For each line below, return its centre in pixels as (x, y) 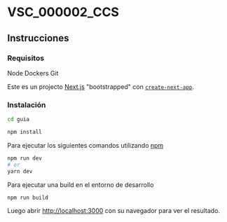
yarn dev (20, 171)
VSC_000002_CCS (63, 12)
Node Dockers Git (33, 73)
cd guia (19, 120)
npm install (25, 132)
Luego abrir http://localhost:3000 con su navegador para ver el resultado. (114, 211)
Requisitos (26, 58)
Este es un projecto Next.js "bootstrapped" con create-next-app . (101, 86)
